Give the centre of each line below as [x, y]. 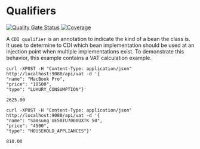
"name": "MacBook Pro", [36, 79]
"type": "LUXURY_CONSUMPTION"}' [46, 89]
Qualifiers [31, 11]
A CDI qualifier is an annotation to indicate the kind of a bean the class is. [99, 39]
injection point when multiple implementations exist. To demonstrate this [95, 51]
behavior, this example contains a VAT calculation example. [79, 58]
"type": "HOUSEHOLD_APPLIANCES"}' [49, 131]
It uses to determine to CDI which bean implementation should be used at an [100, 45]
